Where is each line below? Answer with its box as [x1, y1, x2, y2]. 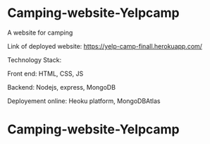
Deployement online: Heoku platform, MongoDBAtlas [7, 97, 161, 105]
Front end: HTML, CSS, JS [7, 69, 84, 78]
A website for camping [7, 28, 73, 37]
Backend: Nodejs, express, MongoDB [7, 83, 116, 91]
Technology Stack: [7, 55, 62, 64]
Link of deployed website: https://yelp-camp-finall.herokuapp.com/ [7, 42, 203, 50]
